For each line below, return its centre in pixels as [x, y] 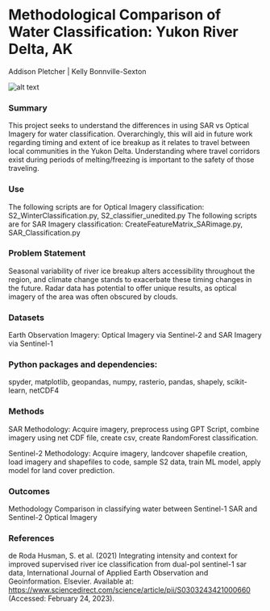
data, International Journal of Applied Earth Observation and [108, 573]
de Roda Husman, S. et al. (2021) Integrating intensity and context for [123, 556]
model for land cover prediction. [62, 470]
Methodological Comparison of [115, 15]
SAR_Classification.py [44, 232]
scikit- [237, 382]
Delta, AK [41, 49]
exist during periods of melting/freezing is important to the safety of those [131, 160]
